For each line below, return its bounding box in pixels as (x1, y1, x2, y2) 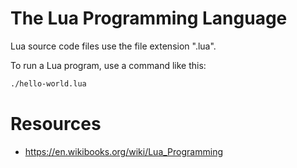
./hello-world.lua (10, 78, 87, 89)
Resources (10, 113, 102, 135)
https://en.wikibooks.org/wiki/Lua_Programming (24, 145, 223, 157)
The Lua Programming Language (10, 7, 288, 30)
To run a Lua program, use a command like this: (10, 59, 207, 71)
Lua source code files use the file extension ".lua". (10, 40, 217, 52)
